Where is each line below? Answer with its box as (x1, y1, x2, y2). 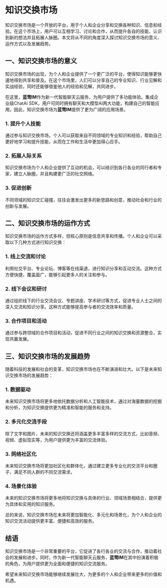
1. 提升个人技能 (5, 120, 41, 127)
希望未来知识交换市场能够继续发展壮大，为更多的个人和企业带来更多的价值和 (5, 572, 162, 578)
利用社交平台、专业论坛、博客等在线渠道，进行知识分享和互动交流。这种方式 (5, 265, 162, 271)
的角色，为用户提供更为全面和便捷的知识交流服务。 (5, 561, 110, 567)
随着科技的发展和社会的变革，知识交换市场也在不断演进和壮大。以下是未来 (5, 366, 158, 372)
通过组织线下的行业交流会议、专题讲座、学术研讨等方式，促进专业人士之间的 (5, 298, 162, 304)
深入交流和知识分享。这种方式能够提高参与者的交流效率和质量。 (5, 304, 136, 310)
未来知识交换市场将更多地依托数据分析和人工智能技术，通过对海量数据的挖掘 (5, 398, 162, 404)
